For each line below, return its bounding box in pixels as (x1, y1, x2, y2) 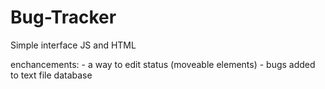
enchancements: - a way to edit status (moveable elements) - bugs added (10, 58, 316, 70)
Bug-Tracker (10, 6, 117, 29)
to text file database (10, 69, 93, 81)
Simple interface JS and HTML (10, 39, 137, 51)
